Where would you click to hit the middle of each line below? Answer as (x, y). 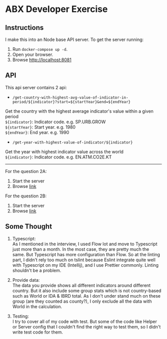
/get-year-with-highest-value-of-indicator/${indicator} (73, 142)
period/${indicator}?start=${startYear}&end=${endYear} (71, 102)
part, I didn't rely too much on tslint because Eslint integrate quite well (84, 260)
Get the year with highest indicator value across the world (64, 152)
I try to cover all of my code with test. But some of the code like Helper (85, 321)
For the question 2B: (26, 196)
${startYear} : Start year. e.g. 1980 (41, 127)
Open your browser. (33, 54)
